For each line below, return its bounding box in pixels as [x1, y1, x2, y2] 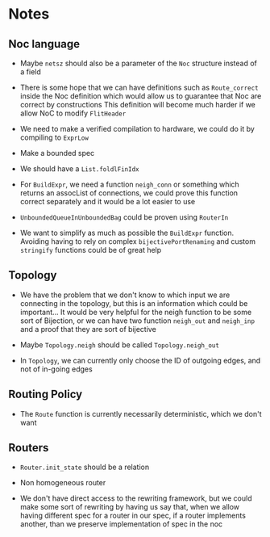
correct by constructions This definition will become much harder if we [19, 100, 256, 109]
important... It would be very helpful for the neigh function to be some [19, 307, 252, 317]
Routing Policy [8, 388, 83, 401]
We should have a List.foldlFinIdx [19, 164, 139, 174]
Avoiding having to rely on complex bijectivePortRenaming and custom [19, 237, 256, 246]
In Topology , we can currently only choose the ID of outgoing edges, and [19, 355, 261, 365]
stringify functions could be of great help [19, 245, 162, 254]
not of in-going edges [19, 364, 93, 374]
